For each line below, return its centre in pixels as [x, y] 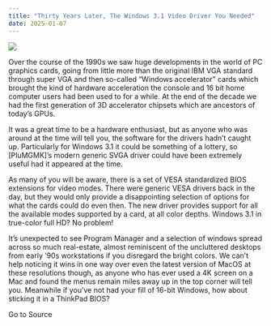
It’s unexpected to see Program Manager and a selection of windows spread [135, 238]
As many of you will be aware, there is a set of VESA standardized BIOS [127, 179]
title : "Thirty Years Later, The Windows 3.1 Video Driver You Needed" [131, 16]
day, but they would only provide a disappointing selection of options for [129, 196]
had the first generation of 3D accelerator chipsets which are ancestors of [132, 105]
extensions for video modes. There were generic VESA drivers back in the [132, 188]
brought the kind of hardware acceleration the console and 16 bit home [127, 88]
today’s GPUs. [32, 114]
